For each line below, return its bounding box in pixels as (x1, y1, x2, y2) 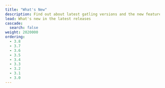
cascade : (5, 21, 23, 26)
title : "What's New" (5, 7, 48, 12)
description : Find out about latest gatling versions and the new (5, 12, 144, 17)
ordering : (5, 35, 26, 40)
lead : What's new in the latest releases (5, 16, 91, 21)
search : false (9, 25, 38, 30)
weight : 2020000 (5, 30, 38, 35)
